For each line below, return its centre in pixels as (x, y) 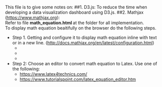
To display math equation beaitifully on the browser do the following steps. (81, 28)
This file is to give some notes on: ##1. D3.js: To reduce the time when (76, 7)
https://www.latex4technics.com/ (53, 74)
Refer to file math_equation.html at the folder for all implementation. (75, 23)
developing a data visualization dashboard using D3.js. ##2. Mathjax (74, 12)
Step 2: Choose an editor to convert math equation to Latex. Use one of (85, 64)
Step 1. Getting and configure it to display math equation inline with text (84, 37)
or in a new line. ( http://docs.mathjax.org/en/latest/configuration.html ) (83, 43)
